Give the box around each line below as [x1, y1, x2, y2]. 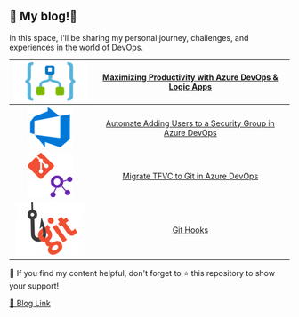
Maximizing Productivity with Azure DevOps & [101, 72, 279, 83]
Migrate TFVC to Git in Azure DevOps [122, 170, 259, 182]
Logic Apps [168, 82, 212, 92]
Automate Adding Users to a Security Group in [105, 117, 276, 129]
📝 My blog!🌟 [9, 9, 78, 24]
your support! [9, 281, 60, 291]
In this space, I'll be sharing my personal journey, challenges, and [9, 32, 249, 43]
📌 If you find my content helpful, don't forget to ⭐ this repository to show [9, 267, 276, 278]
